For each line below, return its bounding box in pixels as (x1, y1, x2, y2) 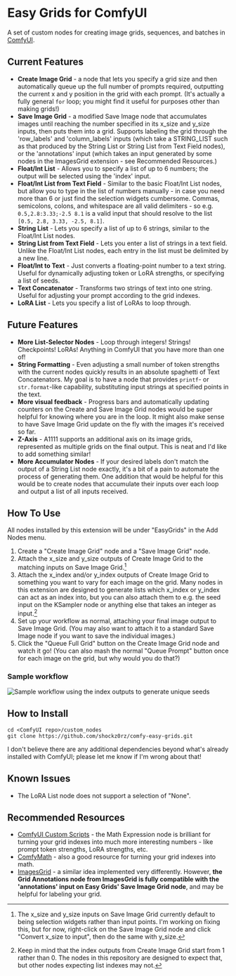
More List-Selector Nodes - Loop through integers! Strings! (17, 337, 191, 346)
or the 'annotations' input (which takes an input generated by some (17, 149, 212, 157)
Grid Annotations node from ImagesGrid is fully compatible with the (17, 875, 220, 883)
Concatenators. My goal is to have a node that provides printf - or (17, 375, 209, 384)
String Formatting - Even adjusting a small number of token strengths (17, 360, 220, 368)
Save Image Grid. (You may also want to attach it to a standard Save (17, 624, 214, 632)
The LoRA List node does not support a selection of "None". (17, 791, 191, 800)
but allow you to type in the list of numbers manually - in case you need (17, 186, 225, 195)
